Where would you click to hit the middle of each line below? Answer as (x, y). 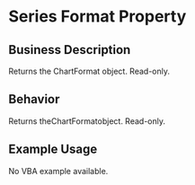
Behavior (34, 99)
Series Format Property (97, 17)
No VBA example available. (58, 171)
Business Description (70, 50)
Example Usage (53, 150)
